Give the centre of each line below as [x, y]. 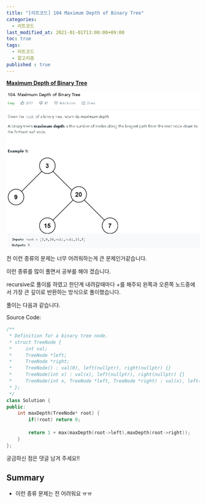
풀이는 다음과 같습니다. [33, 305]
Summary [25, 478]
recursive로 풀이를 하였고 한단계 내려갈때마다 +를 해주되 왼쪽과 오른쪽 [90, 284]
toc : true [19, 39]
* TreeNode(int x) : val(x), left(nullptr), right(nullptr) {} [97, 375]
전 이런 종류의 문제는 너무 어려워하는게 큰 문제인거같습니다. [77, 259]
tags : [13, 45]
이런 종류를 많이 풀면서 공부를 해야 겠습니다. [59, 271]
